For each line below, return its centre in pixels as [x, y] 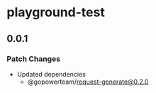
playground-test [56, 12]
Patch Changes [34, 59]
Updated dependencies [51, 74]
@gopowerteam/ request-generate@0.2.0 [88, 82]
